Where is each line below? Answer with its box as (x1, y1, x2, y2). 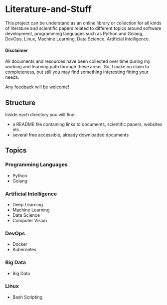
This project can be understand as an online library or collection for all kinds (5, 20, 162, 26)
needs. (5, 74, 19, 80)
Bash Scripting (12, 294, 43, 300)
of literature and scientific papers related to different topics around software (5, 25, 162, 31)
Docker (12, 241, 28, 247)
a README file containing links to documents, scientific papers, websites (12, 121, 163, 127)
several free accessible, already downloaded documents (12, 132, 129, 138)
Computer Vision (12, 217, 47, 223)
